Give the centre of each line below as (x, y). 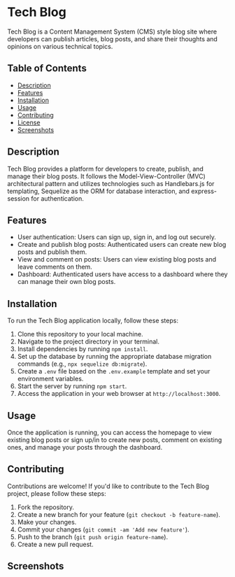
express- (204, 191)
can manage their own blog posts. (66, 282)
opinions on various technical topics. (60, 46)
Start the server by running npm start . (72, 386)
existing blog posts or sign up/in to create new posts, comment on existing (115, 440)
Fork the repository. (46, 507)
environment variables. (50, 379)
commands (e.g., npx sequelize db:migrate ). (82, 364)
